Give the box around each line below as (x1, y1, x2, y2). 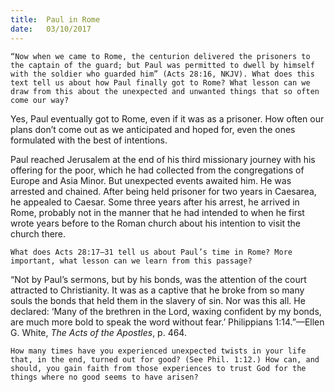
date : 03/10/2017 (10, 24, 92, 34)
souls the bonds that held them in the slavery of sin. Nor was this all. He (10, 294, 306, 306)
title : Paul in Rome (10, 14, 101, 25)
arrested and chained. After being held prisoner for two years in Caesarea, (10, 185, 317, 197)
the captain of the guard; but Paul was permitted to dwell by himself (10, 60, 315, 70)
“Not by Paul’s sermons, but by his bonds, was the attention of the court (10, 273, 307, 285)
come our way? (10, 95, 70, 105)
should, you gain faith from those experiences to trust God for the (10, 363, 307, 373)
